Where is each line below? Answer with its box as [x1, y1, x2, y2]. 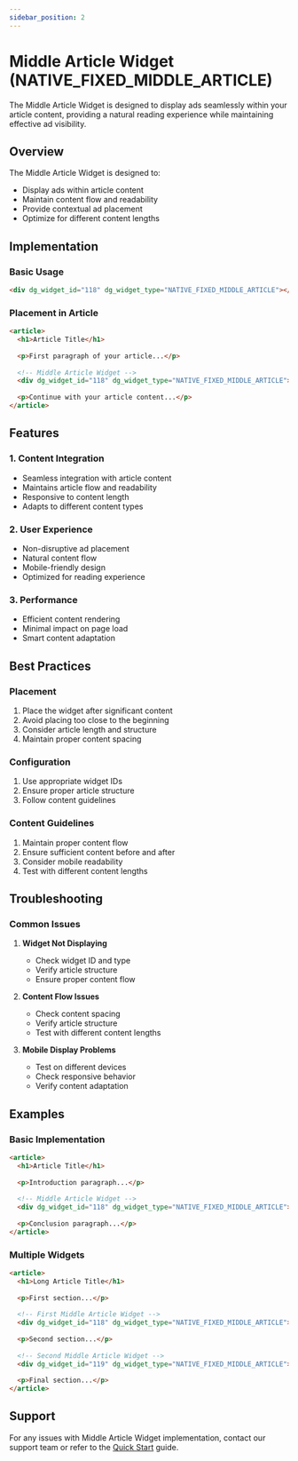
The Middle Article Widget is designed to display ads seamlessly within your [9, 99, 288, 110]
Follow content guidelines [21, 795, 116, 806]
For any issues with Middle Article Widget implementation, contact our [9, 1432, 266, 1443]
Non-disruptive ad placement [21, 543, 130, 553]
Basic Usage [9, 266, 65, 278]
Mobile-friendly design [21, 561, 106, 573]
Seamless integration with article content [21, 472, 172, 483]
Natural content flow [21, 552, 98, 563]
